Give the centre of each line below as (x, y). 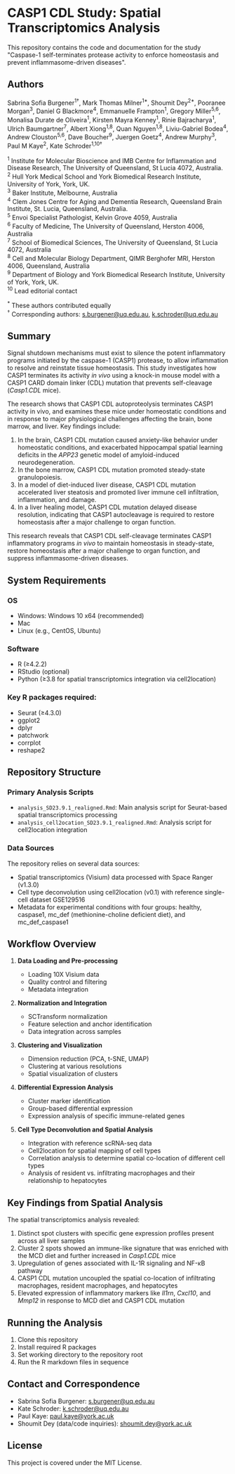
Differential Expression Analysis (65, 1087)
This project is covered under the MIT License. (75, 1462)
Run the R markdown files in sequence (73, 1362)
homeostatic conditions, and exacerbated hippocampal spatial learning (120, 447)
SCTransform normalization (67, 1017)
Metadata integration (58, 989)
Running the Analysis (55, 1322)
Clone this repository (48, 1340)
